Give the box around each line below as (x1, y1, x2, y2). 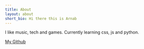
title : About (5, 7, 32, 12)
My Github (5, 39, 26, 45)
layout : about (5, 12, 34, 16)
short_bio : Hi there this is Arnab (5, 16, 77, 21)
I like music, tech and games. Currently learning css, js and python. (5, 30, 139, 35)
